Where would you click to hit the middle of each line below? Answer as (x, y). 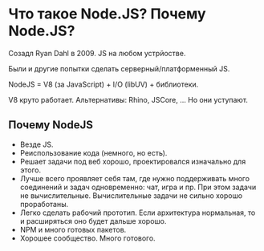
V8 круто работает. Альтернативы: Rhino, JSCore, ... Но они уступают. (128, 99)
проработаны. (44, 204)
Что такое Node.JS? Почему (107, 14)
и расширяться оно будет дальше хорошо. (93, 221)
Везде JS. (37, 144)
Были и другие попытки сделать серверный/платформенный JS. (119, 68)
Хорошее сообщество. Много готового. (87, 238)
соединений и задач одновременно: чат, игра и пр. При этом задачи (138, 187)
